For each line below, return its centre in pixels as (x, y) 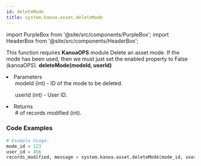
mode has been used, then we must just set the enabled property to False (97, 59)
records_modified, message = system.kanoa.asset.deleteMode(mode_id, (95, 157)
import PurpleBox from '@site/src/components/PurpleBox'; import (88, 34)
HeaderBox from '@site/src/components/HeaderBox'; (72, 41)
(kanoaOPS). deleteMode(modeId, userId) (59, 65)
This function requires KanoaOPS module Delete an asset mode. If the (93, 52)
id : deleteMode (25, 12)
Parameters (28, 77)
